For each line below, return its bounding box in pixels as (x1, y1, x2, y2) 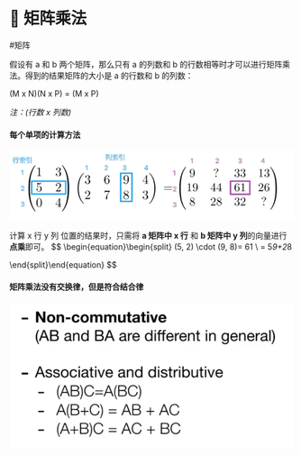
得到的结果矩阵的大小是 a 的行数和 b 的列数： (24, 69, 194, 81)
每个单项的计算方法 (9, 129, 81, 140)
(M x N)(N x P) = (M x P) (9, 87, 99, 99)
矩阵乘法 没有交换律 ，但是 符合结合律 (9, 281, 144, 292)
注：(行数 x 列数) (9, 106, 72, 117)
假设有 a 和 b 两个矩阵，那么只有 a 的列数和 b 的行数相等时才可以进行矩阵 (9, 59, 283, 69)
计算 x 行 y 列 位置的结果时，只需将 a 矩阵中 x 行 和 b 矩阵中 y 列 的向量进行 (9, 231, 287, 241)
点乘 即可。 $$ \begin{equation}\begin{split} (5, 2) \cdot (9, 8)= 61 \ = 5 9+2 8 (9, 241, 293, 252)
